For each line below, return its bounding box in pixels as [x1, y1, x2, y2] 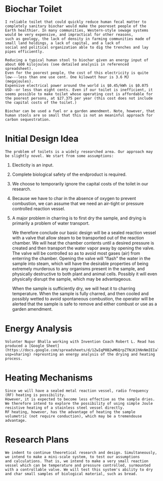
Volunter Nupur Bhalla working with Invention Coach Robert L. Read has [5, 339, 155, 344]
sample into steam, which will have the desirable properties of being [12, 261, 149, 266]
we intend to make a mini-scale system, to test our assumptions [5, 454, 140, 459]
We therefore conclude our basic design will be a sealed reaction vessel [12, 230, 156, 235]
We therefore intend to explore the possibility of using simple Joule [5, 401, 153, 406]
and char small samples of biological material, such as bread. [5, 471, 138, 476]
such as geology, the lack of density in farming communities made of [5, 36, 151, 41]
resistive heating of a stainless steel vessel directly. [5, 405, 125, 410]
